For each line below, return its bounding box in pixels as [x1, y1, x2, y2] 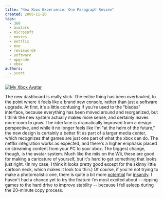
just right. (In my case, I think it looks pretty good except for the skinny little [5, 161, 156, 167]
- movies [9, 35, 27, 40]
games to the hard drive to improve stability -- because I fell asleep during [5, 182, 154, 188]
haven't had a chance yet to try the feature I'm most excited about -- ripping [5, 176, 158, 182]
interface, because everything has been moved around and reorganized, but [5, 109, 158, 115]
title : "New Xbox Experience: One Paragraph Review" [5, 7, 114, 12]
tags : [5, 16, 16, 21]
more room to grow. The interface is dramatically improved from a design [5, 119, 152, 125]
